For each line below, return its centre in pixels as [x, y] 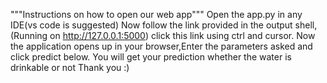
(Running [29, 35]
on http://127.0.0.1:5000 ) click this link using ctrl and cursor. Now [182, 35]
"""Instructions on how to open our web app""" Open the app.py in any [156, 14]
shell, [306, 25]
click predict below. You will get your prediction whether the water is [151, 57]
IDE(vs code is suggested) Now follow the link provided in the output [151, 25]
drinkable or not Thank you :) [70, 67]
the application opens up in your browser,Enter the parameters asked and [161, 46]
